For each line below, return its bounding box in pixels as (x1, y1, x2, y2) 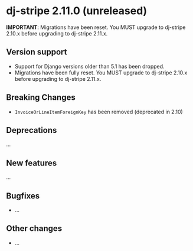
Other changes (6, 223, 63, 234)
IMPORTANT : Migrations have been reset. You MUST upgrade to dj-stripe (6, 24, 186, 31)
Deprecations (6, 125, 57, 135)
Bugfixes (6, 191, 40, 201)
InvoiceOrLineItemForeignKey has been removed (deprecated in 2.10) (14, 108, 183, 115)
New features (6, 158, 57, 168)
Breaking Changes (6, 93, 76, 103)
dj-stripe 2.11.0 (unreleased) (6, 4, 148, 18)
